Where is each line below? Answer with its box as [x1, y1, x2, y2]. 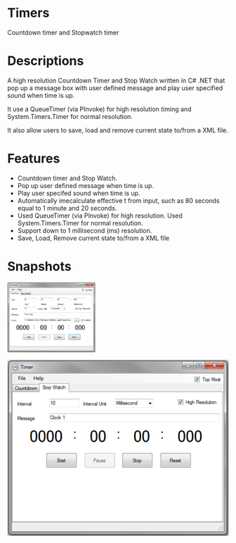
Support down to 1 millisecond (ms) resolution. [17, 226, 152, 235]
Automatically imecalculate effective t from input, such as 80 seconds [17, 196, 220, 205]
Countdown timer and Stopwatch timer [7, 28, 119, 37]
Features [7, 151, 60, 167]
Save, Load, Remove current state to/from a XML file [17, 234, 170, 242]
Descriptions [7, 53, 84, 69]
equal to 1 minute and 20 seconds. [17, 204, 117, 212]
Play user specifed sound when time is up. [17, 189, 140, 197]
